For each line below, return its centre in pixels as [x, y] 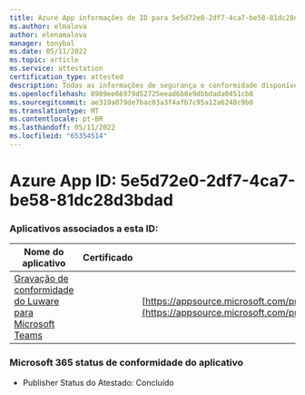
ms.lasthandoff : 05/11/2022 [63, 128]
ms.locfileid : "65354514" [58, 136]
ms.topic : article [44, 60]
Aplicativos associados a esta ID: [84, 228]
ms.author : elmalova [49, 26]
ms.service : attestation [56, 69]
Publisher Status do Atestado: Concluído [98, 382]
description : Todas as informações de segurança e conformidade [133, 85]
